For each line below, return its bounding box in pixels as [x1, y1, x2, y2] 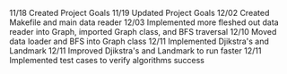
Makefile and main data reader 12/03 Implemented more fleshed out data [9, 17, 280, 28]
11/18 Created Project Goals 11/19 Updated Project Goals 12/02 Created [9, 8, 270, 18]
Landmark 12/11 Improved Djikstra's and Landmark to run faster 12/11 [9, 45, 262, 56]
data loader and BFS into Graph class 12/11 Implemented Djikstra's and [9, 36, 269, 46]
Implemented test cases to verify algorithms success [9, 55, 204, 65]
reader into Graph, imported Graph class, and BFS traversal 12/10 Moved [9, 27, 277, 37]
